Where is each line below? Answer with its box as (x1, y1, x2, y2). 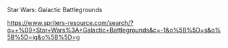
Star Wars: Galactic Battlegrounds (7, 6, 103, 14)
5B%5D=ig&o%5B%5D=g (7, 33, 80, 41)
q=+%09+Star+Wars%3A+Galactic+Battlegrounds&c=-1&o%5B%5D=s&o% (7, 26, 221, 34)
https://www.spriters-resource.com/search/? (7, 19, 134, 26)
